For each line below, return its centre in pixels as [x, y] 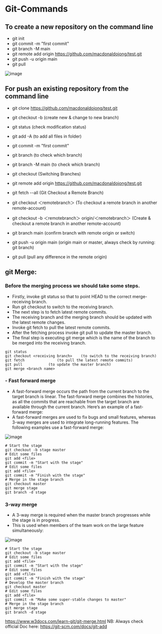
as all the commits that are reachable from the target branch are [76, 401]
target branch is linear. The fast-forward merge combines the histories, [83, 396]
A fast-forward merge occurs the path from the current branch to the [81, 391]
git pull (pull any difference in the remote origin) [59, 257]
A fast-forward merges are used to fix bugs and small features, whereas [84, 417]
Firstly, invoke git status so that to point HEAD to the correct [72, 296]
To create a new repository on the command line [79, 27]
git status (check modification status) [49, 127]
